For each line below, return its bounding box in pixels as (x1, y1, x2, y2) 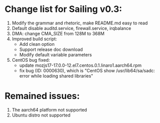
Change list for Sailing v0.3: (4, 3, 123, 15)
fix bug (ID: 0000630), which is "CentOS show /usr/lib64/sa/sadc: (19, 67, 156, 73)
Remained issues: (4, 91, 80, 102)
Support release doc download (19, 46, 83, 52)
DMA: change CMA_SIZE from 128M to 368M (11, 30, 105, 36)
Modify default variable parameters (19, 51, 92, 58)
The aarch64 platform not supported (11, 107, 87, 113)
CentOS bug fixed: (11, 57, 50, 63)
